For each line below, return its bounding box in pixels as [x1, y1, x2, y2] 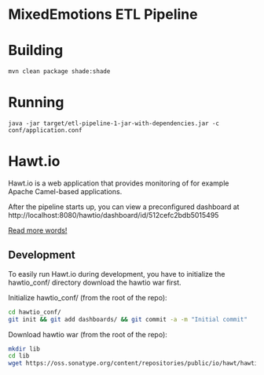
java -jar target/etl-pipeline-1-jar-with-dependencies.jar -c [8, 119, 220, 127]
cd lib [8, 352, 30, 360]
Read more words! [8, 226, 68, 235]
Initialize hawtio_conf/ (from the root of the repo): [8, 292, 167, 302]
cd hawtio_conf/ [8, 308, 61, 316]
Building [8, 42, 64, 60]
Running [8, 94, 64, 112]
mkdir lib [8, 344, 41, 353]
